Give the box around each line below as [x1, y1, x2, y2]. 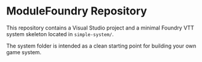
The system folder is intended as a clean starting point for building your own [6, 42, 197, 49]
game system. [6, 48, 42, 55]
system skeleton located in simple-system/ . [6, 30, 114, 37]
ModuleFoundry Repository [6, 4, 147, 18]
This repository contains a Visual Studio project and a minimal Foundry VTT [6, 24, 195, 31]
